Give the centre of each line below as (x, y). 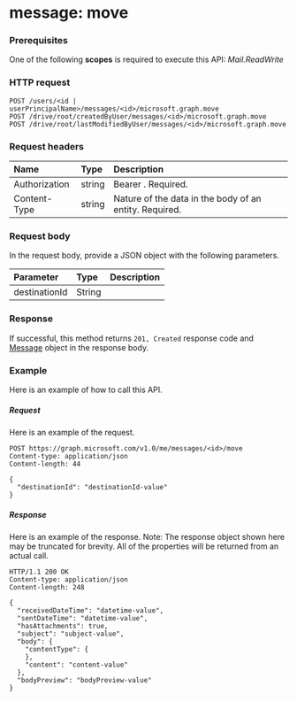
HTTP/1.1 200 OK (39, 572)
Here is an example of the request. (72, 432)
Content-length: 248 (47, 587)
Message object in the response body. (79, 347)
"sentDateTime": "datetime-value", (83, 618)
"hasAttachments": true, (63, 626)
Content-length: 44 (45, 464)
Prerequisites (38, 41)
